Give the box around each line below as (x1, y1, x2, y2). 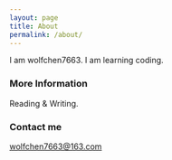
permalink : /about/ (9, 30, 83, 39)
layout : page (9, 13, 59, 23)
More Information (9, 78, 88, 90)
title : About (9, 22, 59, 31)
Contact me (9, 120, 62, 133)
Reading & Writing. (9, 98, 79, 108)
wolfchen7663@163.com (9, 141, 102, 152)
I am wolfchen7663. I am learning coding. (9, 55, 165, 66)
